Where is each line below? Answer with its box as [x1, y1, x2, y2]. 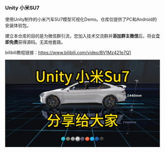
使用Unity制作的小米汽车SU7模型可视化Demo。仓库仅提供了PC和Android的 [5, 16, 157, 23]
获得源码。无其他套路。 [18, 39, 65, 45]
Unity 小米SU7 [5, 4, 40, 11]
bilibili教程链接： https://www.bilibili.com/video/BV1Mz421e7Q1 [5, 50, 131, 56]
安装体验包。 [5, 23, 31, 29]
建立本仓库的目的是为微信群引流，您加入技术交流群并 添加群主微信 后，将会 [5, 33, 156, 39]
